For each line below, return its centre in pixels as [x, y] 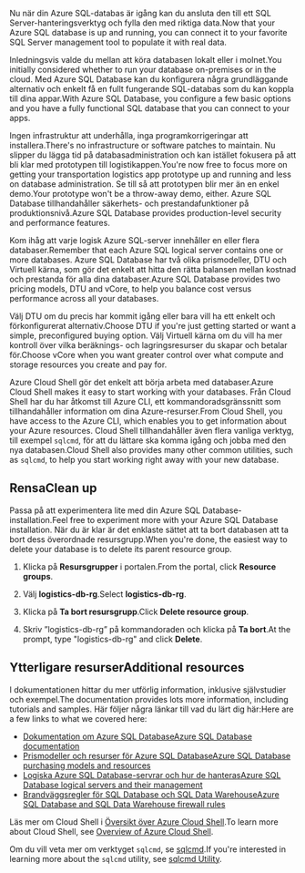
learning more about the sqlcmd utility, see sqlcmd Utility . [116, 858]
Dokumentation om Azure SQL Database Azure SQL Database [137, 736]
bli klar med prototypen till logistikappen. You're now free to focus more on [149, 164]
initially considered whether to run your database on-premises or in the [143, 69]
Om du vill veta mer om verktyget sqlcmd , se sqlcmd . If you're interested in [148, 849]
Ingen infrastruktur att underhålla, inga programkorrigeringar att [129, 135]
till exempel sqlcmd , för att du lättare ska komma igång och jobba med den [148, 440]
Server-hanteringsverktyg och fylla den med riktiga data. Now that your [142, 23]
